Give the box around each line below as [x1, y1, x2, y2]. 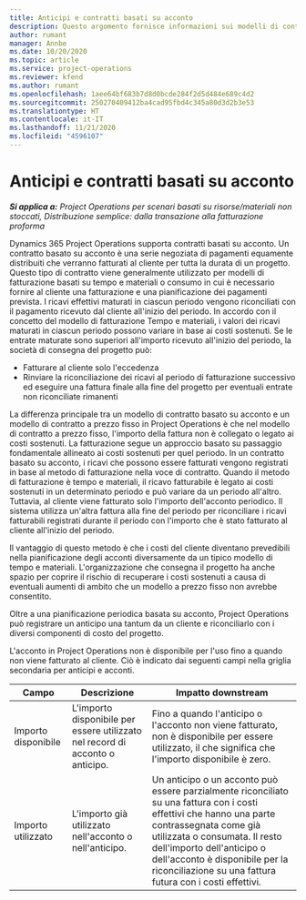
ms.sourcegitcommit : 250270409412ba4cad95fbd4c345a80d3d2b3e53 [9, 97, 255, 107]
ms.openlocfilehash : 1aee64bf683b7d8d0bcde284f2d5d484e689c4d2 [9, 89, 255, 98]
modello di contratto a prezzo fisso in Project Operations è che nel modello [9, 418, 291, 429]
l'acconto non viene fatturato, [151, 718, 278, 731]
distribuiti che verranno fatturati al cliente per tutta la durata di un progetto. [9, 257, 291, 268]
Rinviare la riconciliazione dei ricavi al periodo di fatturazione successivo [22, 371, 296, 382]
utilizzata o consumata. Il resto [151, 830, 282, 843]
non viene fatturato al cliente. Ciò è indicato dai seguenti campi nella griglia [9, 654, 291, 665]
